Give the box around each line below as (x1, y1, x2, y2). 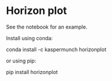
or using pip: (6, 57, 37, 64)
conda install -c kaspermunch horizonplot (6, 45, 107, 53)
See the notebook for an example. (6, 23, 87, 30)
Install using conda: (6, 34, 53, 41)
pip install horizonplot (6, 68, 58, 75)
